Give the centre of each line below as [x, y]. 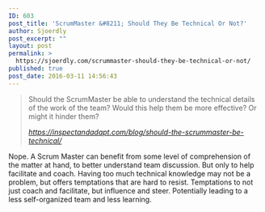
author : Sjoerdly [38, 31]
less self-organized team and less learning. [80, 199]
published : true [36, 69]
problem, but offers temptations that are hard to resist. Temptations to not [131, 182]
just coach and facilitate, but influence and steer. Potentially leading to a [128, 190]
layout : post [30, 46]
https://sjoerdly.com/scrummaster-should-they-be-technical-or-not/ [133, 61]
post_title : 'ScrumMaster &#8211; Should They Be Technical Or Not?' [128, 23]
